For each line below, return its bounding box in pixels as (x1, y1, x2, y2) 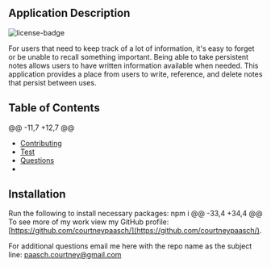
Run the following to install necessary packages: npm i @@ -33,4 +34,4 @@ (8, 209, 264, 219)
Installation (8, 187, 66, 201)
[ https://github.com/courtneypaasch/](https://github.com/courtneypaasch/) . (8, 226, 262, 236)
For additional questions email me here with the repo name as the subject (8, 241, 252, 251)
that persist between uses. (8, 77, 97, 87)
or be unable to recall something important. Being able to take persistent (8, 52, 248, 61)
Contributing (19, 138, 62, 148)
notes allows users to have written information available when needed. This (8, 60, 259, 70)
